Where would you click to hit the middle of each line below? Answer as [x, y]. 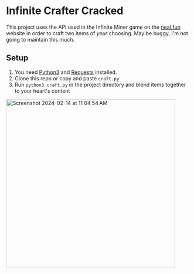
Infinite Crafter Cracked [65, 11]
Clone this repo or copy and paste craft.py [67, 78]
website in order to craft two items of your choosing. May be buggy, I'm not [97, 33]
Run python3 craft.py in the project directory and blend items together [100, 84]
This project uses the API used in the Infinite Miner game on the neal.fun [93, 27]
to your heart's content [42, 91]
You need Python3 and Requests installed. [66, 72]
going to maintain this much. [40, 39]
